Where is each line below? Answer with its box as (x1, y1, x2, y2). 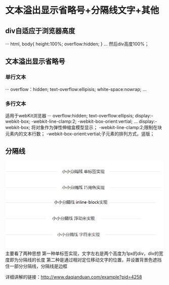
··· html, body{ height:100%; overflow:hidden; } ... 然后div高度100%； (5, 41, 149, 47)
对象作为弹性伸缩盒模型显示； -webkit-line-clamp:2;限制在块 (35, 124, 162, 130)
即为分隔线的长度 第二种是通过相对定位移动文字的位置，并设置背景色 (9, 257, 153, 263)
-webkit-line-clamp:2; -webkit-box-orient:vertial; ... (31, 118, 138, 124)
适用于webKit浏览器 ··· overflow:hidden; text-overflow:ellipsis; (5, 112, 134, 118)
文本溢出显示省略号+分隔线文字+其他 (5, 5, 159, 16)
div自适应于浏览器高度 (5, 26, 75, 35)
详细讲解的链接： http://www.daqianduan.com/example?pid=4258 (5, 274, 142, 280)
